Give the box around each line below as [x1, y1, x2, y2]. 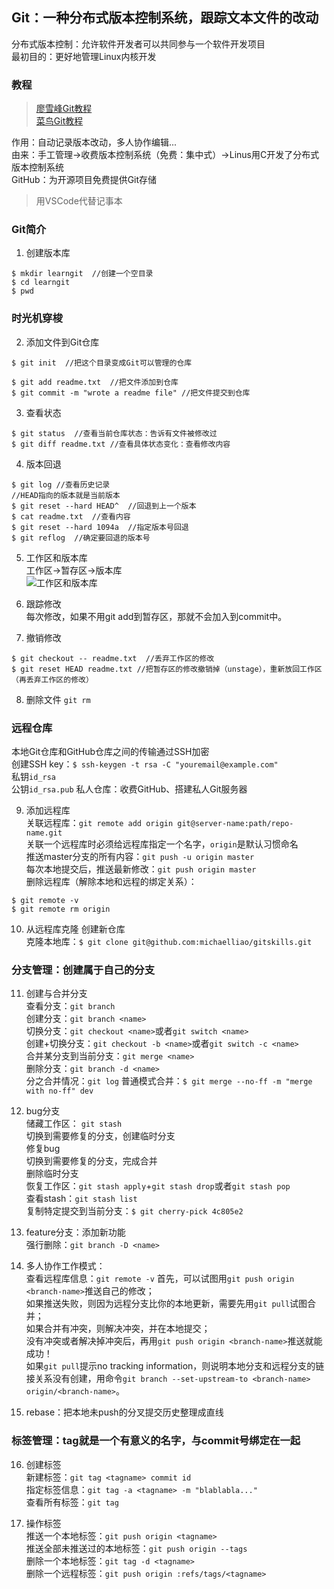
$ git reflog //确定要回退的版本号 [11, 533, 151, 543]
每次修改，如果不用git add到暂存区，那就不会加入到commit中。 [25, 610, 288, 622]
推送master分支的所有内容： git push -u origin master [25, 851, 255, 862]
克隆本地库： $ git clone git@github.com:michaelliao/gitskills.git [25, 936, 313, 947]
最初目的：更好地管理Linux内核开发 [11, 50, 157, 62]
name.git [25, 828, 63, 838]
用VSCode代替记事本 [35, 195, 123, 207]
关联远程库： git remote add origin [25, 817, 174, 828]
